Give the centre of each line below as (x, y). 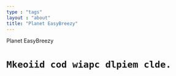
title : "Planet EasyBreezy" (42, 23)
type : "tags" (25, 12)
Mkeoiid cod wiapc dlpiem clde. (89, 65)
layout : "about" (29, 18)
